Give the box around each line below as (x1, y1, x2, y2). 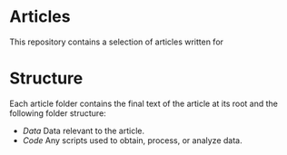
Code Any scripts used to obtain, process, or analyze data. (22, 134, 242, 146)
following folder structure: (9, 107, 106, 119)
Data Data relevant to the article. (22, 125, 145, 136)
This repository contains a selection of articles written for (9, 36, 224, 47)
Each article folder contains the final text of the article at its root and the (9, 98, 279, 109)
